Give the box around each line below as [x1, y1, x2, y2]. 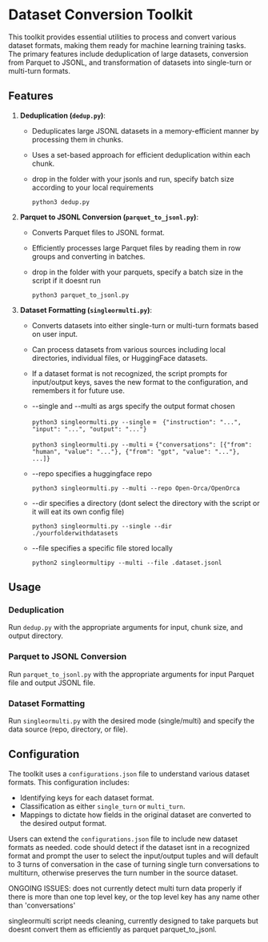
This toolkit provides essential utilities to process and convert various [8, 32, 237, 42]
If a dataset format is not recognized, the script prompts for [31, 368, 228, 378]
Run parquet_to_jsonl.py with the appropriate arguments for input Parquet [8, 669, 254, 679]
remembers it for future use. [31, 386, 126, 395]
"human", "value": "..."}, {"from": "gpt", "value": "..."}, [31, 447, 240, 455]
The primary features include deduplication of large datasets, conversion [8, 49, 249, 58]
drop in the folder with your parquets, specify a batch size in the [31, 267, 244, 277]
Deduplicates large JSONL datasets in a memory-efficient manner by [31, 126, 259, 135]
